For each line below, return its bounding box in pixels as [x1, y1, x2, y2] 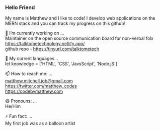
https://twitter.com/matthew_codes [5, 83, 77, 89]
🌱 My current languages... [5, 56, 58, 62]
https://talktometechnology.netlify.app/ [5, 41, 85, 47]
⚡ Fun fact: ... [5, 113, 32, 119]
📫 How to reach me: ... [5, 71, 53, 77]
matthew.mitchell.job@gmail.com [5, 78, 73, 84]
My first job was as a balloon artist [5, 121, 76, 127]
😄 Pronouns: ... [5, 98, 37, 104]
